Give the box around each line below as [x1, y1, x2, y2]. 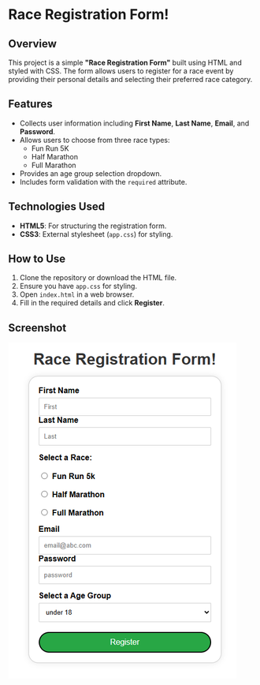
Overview [8, 37, 58, 51]
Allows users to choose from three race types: [19, 135, 171, 144]
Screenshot [8, 321, 67, 335]
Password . [19, 126, 56, 136]
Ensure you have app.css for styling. [19, 282, 138, 291]
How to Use [8, 253, 66, 266]
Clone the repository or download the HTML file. [19, 273, 177, 283]
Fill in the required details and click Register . [19, 298, 165, 308]
